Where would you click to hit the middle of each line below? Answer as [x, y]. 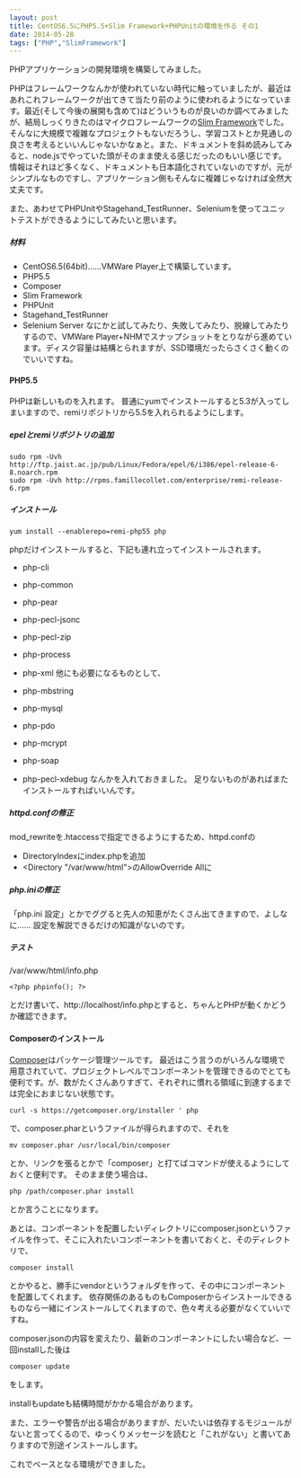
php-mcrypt [44, 743]
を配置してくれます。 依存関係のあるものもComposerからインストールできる [151, 1297]
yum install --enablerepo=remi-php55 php [88, 532]
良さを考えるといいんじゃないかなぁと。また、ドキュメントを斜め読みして [147, 145]
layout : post [34, 18]
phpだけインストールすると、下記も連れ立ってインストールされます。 [138, 550]
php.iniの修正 [35, 889]
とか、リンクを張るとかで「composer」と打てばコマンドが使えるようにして [150, 1164]
